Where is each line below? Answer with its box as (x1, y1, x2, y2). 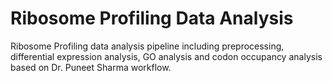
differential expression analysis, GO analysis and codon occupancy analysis (10, 50, 323, 62)
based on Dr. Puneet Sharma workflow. (10, 61, 172, 73)
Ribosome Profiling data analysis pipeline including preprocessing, (10, 40, 285, 52)
